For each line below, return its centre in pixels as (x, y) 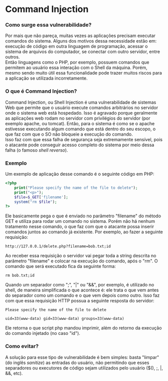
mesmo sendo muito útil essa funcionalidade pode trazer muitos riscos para (83, 73)
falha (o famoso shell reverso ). (37, 150)
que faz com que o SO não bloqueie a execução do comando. (69, 134)
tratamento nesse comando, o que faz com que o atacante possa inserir (80, 227)
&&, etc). (14, 373)
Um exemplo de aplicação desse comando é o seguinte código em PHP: (80, 174)
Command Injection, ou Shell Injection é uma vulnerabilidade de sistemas (81, 102)
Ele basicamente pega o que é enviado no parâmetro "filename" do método (83, 216)
